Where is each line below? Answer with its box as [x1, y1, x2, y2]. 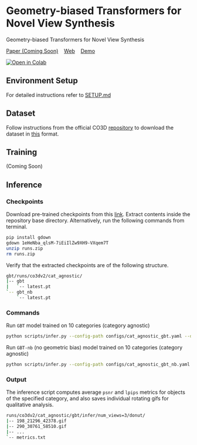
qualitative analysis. [6, 401, 54, 409]
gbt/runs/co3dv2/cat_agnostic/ [6, 273, 83, 279]
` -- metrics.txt [6, 434, 46, 440]
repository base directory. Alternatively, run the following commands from [6, 217, 185, 224]
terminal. [6, 223, 28, 230]
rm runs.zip [6, 251, 35, 257]
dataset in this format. [6, 130, 59, 137]
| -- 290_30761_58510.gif [6, 424, 67, 430]
